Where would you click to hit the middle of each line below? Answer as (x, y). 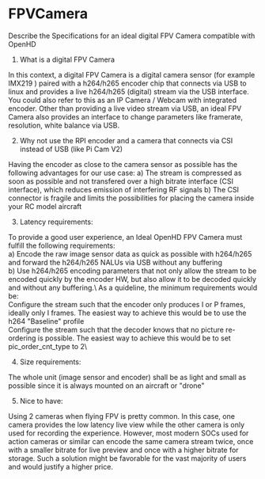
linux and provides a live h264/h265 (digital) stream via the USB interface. (129, 91)
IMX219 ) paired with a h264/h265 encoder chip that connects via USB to (127, 83)
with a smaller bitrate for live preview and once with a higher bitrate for (123, 450)
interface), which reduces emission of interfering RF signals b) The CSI (124, 189)
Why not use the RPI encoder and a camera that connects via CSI (126, 140)
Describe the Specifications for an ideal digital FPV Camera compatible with (132, 36)
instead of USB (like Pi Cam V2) (71, 149)
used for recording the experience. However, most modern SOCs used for (129, 433)
